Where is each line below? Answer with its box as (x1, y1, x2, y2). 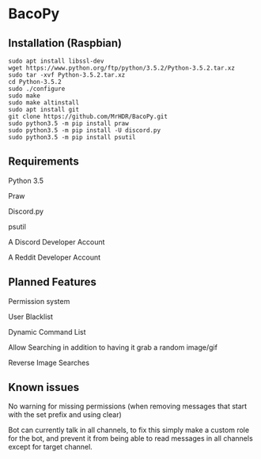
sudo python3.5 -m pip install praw (8, 119, 129, 127)
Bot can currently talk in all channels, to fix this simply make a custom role (8, 425, 250, 435)
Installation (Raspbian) (8, 36, 123, 50)
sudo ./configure (8, 85, 66, 93)
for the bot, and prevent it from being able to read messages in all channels (8, 434, 253, 443)
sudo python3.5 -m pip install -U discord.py (8, 127, 161, 135)
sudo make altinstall (8, 99, 80, 107)
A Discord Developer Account (8, 237, 105, 246)
